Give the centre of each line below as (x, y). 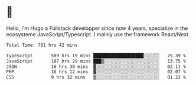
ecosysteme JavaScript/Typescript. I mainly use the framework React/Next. (98, 34)
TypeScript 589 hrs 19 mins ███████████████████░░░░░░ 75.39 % (96, 56)
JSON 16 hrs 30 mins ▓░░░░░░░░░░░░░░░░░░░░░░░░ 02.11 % (96, 67)
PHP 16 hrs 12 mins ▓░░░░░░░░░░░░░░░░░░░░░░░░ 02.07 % (96, 72)
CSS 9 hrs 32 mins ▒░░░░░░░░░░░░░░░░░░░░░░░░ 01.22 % (96, 78)
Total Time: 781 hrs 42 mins (42, 45)
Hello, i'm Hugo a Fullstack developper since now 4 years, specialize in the (97, 28)
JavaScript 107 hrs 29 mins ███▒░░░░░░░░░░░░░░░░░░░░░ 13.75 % (96, 61)
